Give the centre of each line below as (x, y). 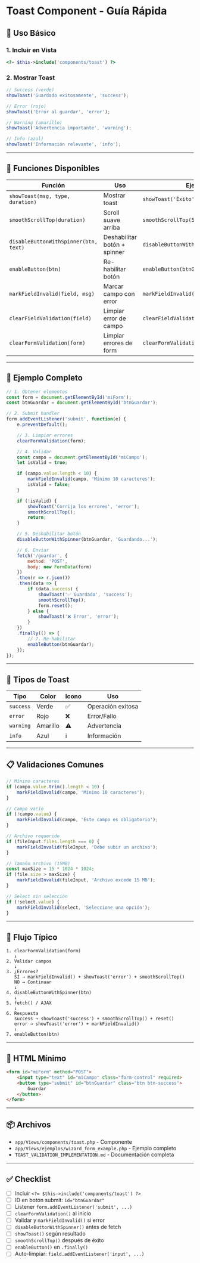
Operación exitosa (113, 707)
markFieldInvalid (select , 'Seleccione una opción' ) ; (84, 908)
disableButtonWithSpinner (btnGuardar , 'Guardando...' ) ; (88, 540)
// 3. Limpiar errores (45, 435)
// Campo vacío (25, 809)
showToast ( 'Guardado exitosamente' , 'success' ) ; (68, 95)
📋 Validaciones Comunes (55, 764)
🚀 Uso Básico (31, 33)
